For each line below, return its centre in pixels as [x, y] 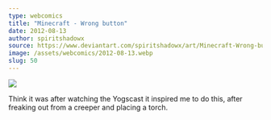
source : [21, 46]
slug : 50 [23, 61]
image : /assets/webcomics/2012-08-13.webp [81, 53]
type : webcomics [35, 16]
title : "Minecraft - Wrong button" [68, 23]
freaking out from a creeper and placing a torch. [88, 107]
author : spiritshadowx [46, 38]
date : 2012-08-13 [38, 31]
